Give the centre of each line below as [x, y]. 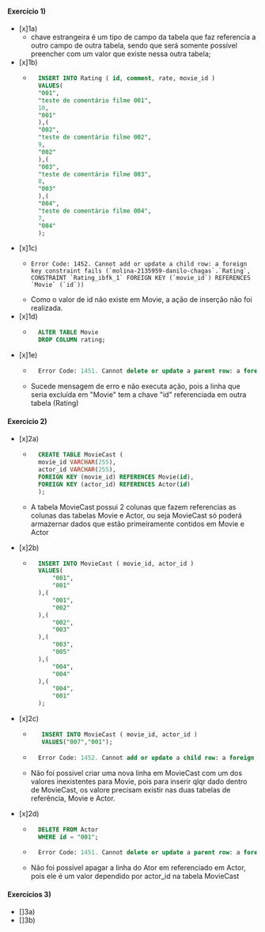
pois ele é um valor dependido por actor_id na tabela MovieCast [135, 877]
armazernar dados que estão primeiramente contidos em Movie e [137, 524]
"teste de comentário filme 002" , [95, 138]
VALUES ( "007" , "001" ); [77, 742]
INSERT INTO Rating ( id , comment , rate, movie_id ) [126, 78]
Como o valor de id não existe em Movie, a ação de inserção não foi [141, 300]
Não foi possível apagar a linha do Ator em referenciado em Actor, [138, 868]
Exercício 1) [27, 11]
